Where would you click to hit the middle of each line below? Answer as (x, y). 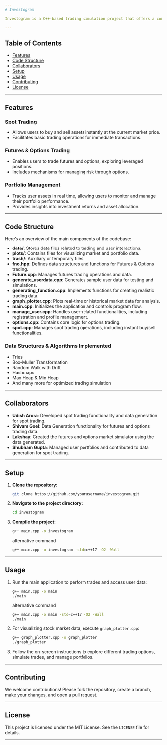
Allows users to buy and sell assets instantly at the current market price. (86, 132)
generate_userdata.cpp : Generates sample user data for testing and (83, 280)
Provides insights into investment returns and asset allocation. (76, 206)
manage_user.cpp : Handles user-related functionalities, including (80, 312)
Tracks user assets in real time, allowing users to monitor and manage (84, 196)
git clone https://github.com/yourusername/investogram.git (76, 494)
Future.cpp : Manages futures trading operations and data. (72, 275)
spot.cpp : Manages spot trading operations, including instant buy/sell (84, 328)
